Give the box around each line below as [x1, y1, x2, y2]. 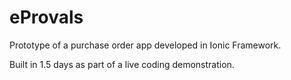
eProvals [9, 6, 84, 29]
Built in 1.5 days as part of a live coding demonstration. [9, 58, 235, 70]
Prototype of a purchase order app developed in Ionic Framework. [9, 39, 282, 51]
